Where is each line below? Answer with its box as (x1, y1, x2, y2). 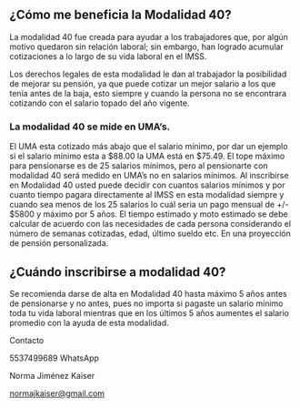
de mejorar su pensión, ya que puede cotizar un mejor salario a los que (9, 77, 276, 89)
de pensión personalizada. (9, 238, 109, 249)
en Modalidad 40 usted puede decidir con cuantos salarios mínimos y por (9, 179, 285, 190)
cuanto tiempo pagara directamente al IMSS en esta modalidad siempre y (9, 189, 285, 200)
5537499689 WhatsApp (9, 352, 100, 363)
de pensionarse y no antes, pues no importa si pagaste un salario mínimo (9, 298, 284, 309)
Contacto (9, 334, 45, 345)
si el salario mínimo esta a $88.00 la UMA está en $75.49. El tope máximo (9, 150, 285, 162)
